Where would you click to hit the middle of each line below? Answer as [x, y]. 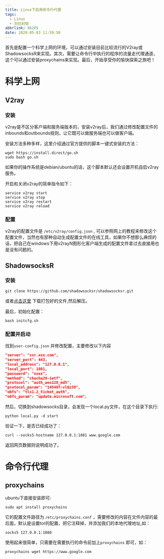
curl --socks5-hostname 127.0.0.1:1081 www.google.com [63, 435]
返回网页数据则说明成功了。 [33, 445]
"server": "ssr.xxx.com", [32, 355]
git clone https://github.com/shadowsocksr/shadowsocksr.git [69, 291]
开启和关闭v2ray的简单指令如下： [39, 184]
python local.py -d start [32, 416]
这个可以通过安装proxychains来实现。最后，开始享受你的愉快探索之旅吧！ [80, 60]
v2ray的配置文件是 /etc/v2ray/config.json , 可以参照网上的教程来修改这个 [81, 231]
